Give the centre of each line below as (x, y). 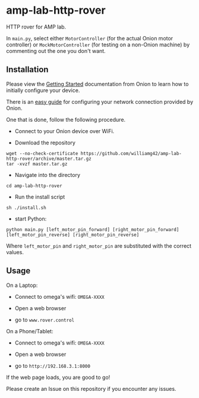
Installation (27, 70)
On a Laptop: (22, 285)
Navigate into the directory (48, 175)
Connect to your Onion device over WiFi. (64, 131)
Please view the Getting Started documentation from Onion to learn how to (97, 84)
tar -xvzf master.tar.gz (37, 164)
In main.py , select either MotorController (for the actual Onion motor (90, 38)
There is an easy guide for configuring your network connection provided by (100, 102)
